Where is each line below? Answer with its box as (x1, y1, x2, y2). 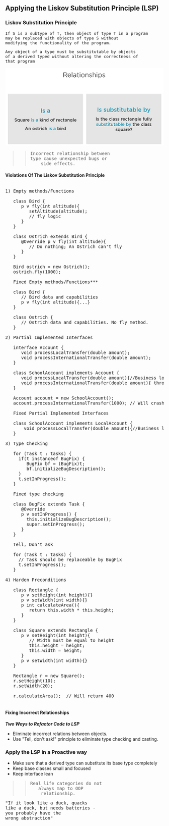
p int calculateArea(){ (21, 602, 80, 608)
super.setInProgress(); (26, 522, 85, 527)
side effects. (41, 161, 75, 167)
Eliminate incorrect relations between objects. (12, 731, 108, 737)
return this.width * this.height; (29, 607, 114, 613)
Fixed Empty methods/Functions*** (13, 279, 99, 285)
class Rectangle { (13, 587, 59, 593)
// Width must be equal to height (29, 638, 114, 643)
